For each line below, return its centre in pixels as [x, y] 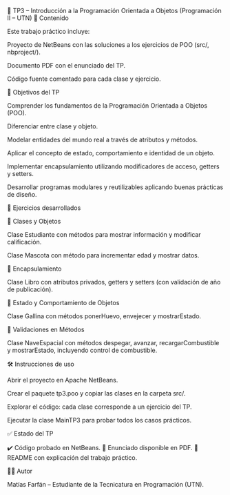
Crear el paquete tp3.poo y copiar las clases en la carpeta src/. [96, 393]
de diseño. [22, 194]
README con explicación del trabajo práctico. [72, 458]
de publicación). [30, 289]
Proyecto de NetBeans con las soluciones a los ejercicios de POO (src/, [108, 45]
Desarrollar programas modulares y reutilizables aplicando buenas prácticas [115, 187]
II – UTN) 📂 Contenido [38, 18]
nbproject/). [24, 52]
